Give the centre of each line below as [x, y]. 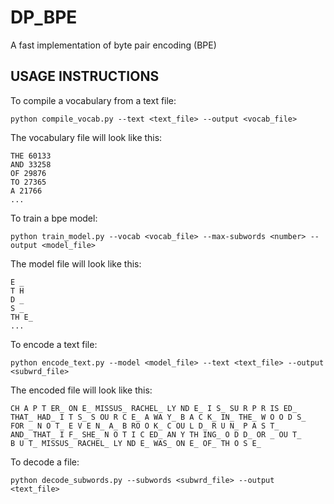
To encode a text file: [54, 344]
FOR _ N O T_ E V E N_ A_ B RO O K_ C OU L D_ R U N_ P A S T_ [145, 426]
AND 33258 [31, 164]
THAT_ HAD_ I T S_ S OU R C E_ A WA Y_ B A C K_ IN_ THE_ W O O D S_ [158, 417]
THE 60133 [31, 156]
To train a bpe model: [54, 218]
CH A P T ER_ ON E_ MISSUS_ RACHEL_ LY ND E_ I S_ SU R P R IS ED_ [154, 408]
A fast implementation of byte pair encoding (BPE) [113, 45]
